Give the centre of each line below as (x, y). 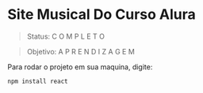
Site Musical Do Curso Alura (101, 15)
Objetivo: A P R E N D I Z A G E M (81, 51)
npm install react (38, 81)
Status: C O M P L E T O (65, 36)
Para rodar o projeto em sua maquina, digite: (80, 67)
